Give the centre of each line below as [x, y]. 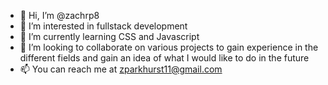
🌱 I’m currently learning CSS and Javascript [109, 36]
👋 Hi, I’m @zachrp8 [59, 15]
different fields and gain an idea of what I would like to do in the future [164, 58]
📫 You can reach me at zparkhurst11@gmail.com [121, 69]
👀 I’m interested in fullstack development [103, 26]
